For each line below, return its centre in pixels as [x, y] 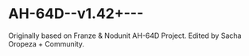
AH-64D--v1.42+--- [76, 14]
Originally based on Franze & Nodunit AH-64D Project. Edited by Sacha [125, 35]
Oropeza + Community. [47, 43]
